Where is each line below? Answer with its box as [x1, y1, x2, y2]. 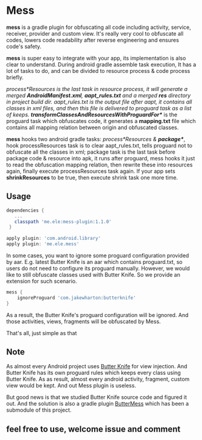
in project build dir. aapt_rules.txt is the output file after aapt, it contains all [6, 98, 192, 105]
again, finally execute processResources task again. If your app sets [6, 167, 176, 175]
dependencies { [6, 207, 45, 213]
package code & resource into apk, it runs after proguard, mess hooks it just [6, 154, 195, 162]
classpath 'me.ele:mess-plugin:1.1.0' [14, 218, 112, 225]
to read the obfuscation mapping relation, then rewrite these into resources [6, 161, 193, 168]
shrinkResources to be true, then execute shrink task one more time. [6, 174, 178, 181]
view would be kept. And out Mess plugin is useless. [6, 382, 137, 389]
